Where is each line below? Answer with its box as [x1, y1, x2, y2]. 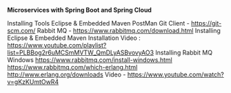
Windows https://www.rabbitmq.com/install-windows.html [7, 56, 172, 64]
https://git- [190, 19, 222, 27]
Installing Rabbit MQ [154, 48, 212, 56]
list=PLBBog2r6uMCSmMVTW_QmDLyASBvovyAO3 [7, 48, 154, 56]
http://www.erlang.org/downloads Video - [7, 70, 126, 79]
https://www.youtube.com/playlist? [7, 41, 107, 49]
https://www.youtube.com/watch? [127, 70, 224, 79]
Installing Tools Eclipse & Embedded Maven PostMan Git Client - [7, 19, 190, 27]
